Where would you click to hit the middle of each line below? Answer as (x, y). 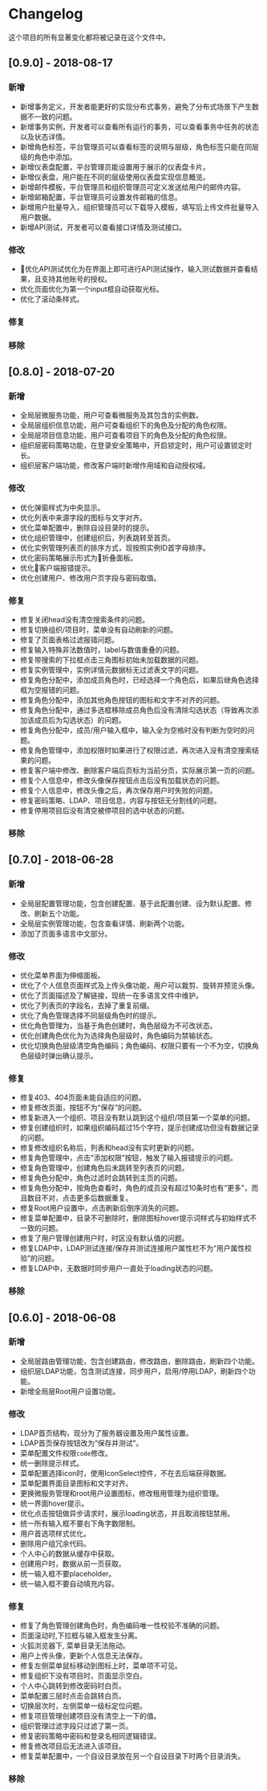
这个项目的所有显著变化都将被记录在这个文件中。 (89, 37)
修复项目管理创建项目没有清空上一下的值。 (90, 1716)
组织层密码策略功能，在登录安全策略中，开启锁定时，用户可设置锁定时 (136, 445)
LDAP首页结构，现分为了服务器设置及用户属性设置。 (106, 1433)
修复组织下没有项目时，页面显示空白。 (83, 1676)
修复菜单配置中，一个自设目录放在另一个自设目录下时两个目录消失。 (132, 1756)
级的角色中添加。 (48, 157)
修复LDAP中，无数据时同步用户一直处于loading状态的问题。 (119, 1268)
